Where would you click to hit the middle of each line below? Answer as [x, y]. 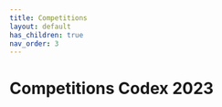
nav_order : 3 [34, 43]
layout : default [40, 27]
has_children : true [47, 35]
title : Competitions [49, 18]
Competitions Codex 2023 [112, 89]
